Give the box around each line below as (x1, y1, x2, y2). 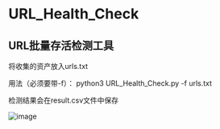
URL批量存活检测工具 (8, 38, 114, 52)
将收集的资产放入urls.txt (8, 62, 89, 71)
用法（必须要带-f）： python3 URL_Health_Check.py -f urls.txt (8, 79, 212, 88)
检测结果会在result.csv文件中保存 (8, 95, 119, 105)
